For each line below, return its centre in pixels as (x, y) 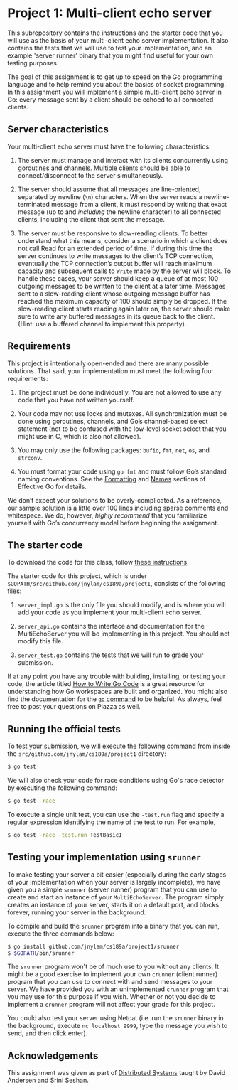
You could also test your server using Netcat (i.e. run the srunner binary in (115, 1018)
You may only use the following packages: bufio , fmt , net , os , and (113, 450)
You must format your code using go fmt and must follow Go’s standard (122, 471)
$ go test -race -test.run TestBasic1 (65, 835)
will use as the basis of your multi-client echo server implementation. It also (118, 40)
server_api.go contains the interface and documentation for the (111, 626)
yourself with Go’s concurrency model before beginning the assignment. (113, 523)
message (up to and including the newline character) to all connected (119, 212)
